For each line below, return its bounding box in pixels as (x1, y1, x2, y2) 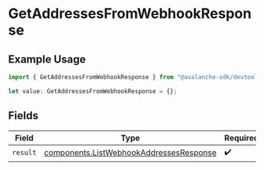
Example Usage (8, 52, 86, 66)
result (12, 148, 37, 157)
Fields (8, 109, 39, 122)
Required (224, 132, 259, 143)
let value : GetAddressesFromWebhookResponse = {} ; (8, 87, 178, 95)
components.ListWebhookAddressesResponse (44, 147, 218, 158)
